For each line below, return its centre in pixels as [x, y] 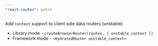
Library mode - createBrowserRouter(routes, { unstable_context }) [83, 33]
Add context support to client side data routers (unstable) [64, 23]
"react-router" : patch [29, 10]
